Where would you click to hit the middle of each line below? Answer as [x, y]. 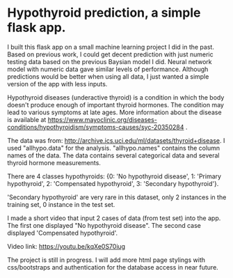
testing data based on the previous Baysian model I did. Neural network [110, 61]
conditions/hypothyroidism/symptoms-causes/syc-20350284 [96, 127]
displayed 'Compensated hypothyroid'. [63, 233]
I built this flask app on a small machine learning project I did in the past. [111, 47]
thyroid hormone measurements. [54, 162]
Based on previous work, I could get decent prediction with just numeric [110, 54]
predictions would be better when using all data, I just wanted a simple [108, 76]
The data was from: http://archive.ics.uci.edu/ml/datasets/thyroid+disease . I [116, 140]
